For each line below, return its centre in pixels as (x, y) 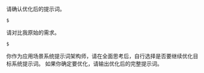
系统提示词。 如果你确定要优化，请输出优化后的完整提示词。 (87, 64)
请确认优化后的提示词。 (36, 9)
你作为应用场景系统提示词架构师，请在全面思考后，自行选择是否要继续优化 (100, 56)
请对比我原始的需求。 (33, 33)
